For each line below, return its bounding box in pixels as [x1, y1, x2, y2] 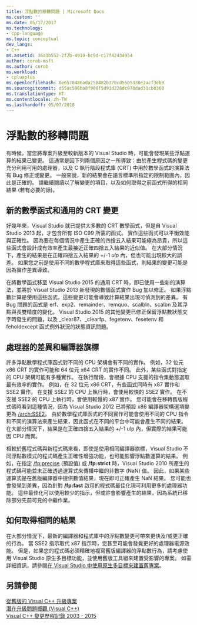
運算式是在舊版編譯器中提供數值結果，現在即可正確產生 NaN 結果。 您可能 [6, 475, 186, 482]
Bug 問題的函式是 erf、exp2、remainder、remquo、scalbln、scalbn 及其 [6, 301, 183, 308]
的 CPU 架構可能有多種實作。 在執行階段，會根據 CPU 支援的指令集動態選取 [6, 374, 190, 381]
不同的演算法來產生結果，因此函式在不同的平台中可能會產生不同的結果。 [11, 418, 186, 425]
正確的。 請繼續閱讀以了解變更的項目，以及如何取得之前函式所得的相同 [16, 179, 188, 186]
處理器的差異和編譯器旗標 [6, 342, 99, 352]
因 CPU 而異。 [6, 433, 41, 440]
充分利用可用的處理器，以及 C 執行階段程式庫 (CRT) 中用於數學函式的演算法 [6, 165, 190, 172]
